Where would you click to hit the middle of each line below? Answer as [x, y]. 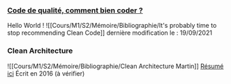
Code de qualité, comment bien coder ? [75, 10]
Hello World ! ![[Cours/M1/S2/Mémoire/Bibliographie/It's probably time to [112, 26]
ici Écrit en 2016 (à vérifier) [46, 73]
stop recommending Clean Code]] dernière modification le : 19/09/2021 [110, 33]
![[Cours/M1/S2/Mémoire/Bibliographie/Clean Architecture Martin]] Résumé [115, 66]
